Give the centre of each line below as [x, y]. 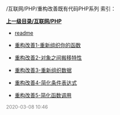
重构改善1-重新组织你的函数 [47, 45]
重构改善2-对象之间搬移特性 [48, 57]
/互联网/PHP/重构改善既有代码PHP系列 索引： [61, 9]
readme [24, 33]
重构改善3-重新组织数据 [43, 70]
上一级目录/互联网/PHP [34, 21]
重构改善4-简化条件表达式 [46, 83]
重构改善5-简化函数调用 [43, 95]
